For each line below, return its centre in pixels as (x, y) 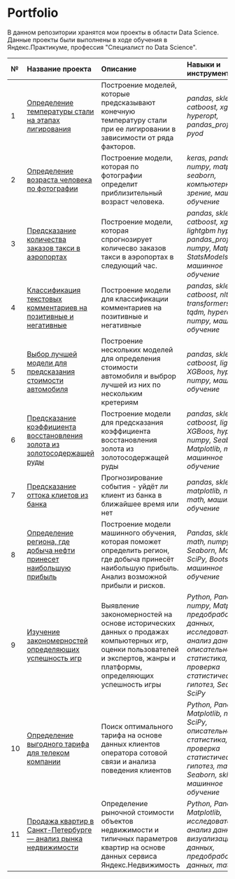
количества (47, 239)
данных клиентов (131, 744)
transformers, (209, 303)
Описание (119, 69)
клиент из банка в (131, 495)
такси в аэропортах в (137, 257)
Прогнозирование (132, 477)
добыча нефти (51, 550)
